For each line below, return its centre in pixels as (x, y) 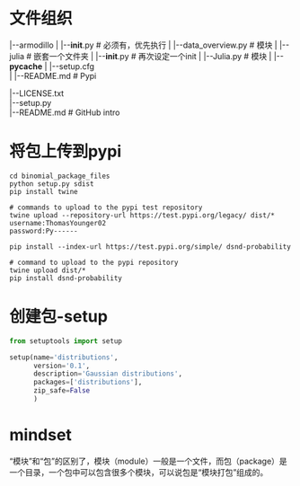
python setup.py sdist (52, 184)
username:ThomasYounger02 (57, 223)
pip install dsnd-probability (66, 278)
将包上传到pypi (66, 151)
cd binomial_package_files (60, 176)
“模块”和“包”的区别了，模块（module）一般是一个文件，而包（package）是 (148, 461)
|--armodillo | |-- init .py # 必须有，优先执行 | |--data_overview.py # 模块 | (144, 45)
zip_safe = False (62, 391)
